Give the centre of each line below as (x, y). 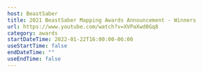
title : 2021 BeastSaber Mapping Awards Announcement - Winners (102, 20)
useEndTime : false (34, 59)
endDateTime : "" (31, 53)
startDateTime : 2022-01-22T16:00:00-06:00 (70, 40)
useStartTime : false (38, 46)
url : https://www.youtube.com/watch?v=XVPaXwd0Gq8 (83, 26)
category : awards (33, 33)
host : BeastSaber (33, 14)
